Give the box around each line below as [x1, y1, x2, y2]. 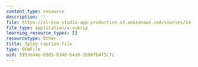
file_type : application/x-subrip [6, 24, 88, 31]
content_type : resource [6, 8, 65, 15]
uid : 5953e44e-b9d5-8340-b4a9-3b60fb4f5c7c [6, 52, 115, 58]
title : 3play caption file [6, 41, 72, 47]
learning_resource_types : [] [6, 30, 78, 36]
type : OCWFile [6, 47, 41, 52]
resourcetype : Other [6, 36, 57, 41]
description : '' [6, 14, 46, 20]
